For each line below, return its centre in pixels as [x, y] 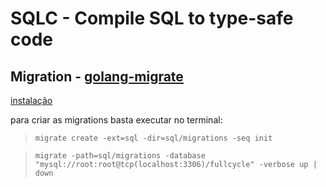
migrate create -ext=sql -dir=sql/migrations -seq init [153, 138]
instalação [31, 100]
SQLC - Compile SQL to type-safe [152, 18]
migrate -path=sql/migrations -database [120, 156]
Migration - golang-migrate [97, 76]
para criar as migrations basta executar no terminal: [116, 120]
